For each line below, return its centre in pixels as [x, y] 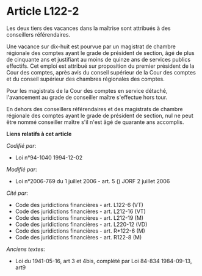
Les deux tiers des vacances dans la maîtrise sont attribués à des [88, 28]
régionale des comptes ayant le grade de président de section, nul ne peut [100, 115]
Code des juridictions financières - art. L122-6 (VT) [79, 205]
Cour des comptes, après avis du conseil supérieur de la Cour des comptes [101, 72]
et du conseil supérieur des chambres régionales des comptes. [85, 79]
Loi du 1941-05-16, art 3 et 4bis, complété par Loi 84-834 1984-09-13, [103, 261]
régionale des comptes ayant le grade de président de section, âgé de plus [100, 53]
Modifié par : [22, 169]
